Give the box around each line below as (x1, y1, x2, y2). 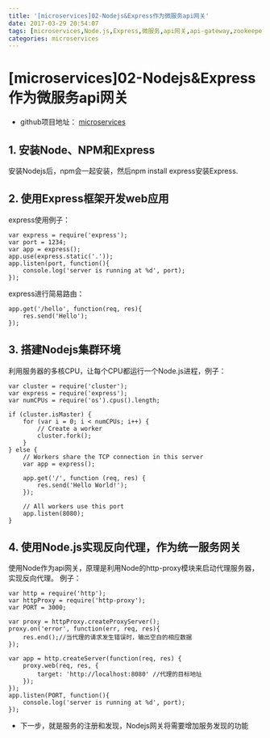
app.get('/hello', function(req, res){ (8, 305, 143, 313)
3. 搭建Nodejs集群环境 (8, 343, 121, 356)
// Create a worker (37, 424, 103, 432)
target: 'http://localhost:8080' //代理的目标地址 (37, 670, 202, 679)
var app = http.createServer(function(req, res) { (8, 655, 182, 663)
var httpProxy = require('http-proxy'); (8, 597, 147, 605)
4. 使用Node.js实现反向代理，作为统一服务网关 (8, 541, 241, 555)
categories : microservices (8, 34, 99, 43)
